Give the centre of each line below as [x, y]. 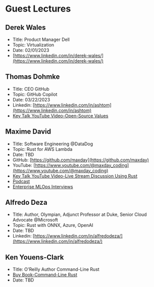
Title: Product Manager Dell [41, 39]
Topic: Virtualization [33, 45]
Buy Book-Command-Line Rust [45, 275]
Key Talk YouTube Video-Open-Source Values [60, 116]
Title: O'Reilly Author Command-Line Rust [56, 269]
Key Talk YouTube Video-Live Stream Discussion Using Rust [75, 176]
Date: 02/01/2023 [31, 50]
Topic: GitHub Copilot [35, 94]
